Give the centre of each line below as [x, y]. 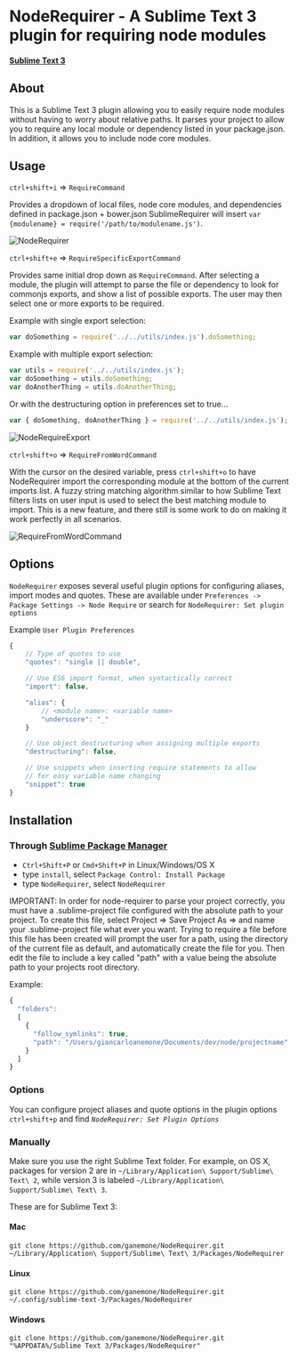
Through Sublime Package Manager [89, 846]
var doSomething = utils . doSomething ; [81, 379]
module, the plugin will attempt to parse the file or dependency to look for [144, 285]
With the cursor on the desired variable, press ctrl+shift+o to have [133, 471]
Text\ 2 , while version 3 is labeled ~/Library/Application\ [117, 1179]
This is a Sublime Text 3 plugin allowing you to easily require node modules [147, 109]
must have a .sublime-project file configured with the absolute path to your [146, 911]
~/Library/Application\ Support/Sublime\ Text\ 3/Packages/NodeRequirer [147, 1254]
